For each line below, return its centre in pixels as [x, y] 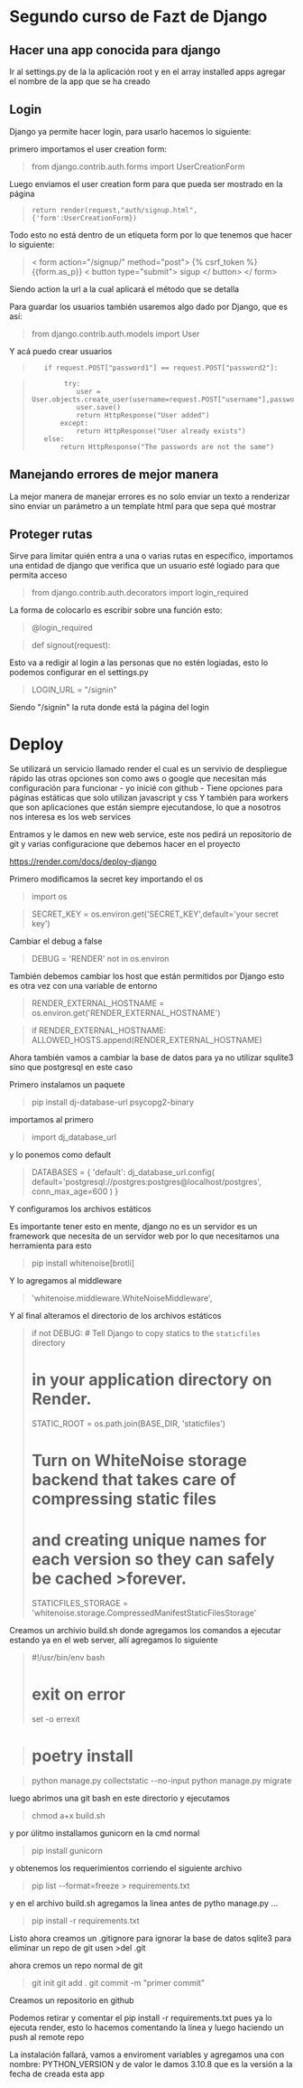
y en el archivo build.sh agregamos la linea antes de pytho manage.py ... [143, 1904]
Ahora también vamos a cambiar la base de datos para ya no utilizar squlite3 [151, 1058]
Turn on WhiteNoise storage [139, 1460]
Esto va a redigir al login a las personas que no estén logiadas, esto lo [139, 663]
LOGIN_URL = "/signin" [74, 690]
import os [49, 897]
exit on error [78, 1694]
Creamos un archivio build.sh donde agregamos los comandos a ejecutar [145, 1631]
